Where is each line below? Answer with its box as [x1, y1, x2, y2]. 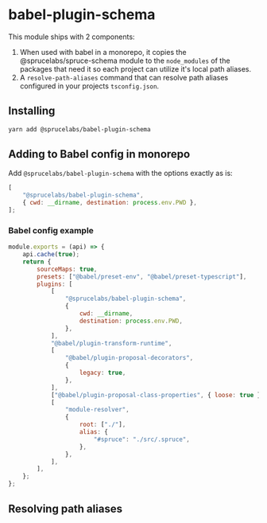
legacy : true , [79, 369, 126, 377]
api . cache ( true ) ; [22, 251, 80, 259]
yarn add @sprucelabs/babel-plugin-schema [8, 125, 151, 133]
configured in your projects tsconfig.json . [19, 81, 160, 91]
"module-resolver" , [64, 406, 130, 414]
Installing [8, 104, 56, 118]
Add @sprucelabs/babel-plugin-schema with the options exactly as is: [8, 169, 233, 178]
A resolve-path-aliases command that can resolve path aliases [19, 72, 229, 82]
